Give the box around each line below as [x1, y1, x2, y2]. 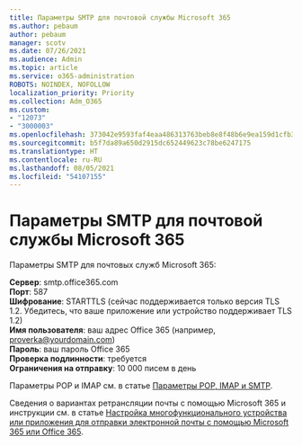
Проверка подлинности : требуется [9, 353, 147, 364]
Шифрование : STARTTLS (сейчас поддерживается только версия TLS [9, 296, 280, 307]
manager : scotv [9, 38, 67, 48]
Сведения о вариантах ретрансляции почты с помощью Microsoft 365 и [9, 397, 286, 409]
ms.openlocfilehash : [9, 130, 87, 139]
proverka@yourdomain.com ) [9, 334, 115, 345]
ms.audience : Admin [9, 55, 83, 64]
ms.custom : [9, 105, 50, 114]
